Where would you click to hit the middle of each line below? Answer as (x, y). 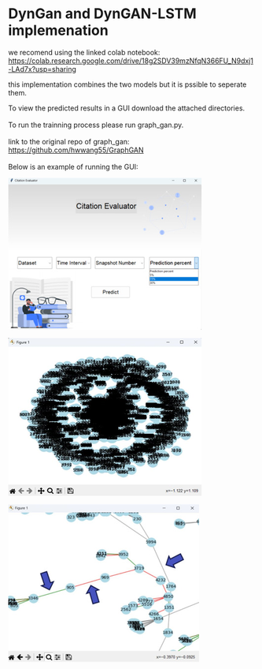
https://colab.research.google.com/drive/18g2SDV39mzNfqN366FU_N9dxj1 (131, 61)
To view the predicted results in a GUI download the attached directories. (127, 108)
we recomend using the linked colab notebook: (84, 52)
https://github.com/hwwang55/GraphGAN (76, 150)
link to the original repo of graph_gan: (69, 141)
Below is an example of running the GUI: (74, 166)
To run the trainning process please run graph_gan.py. (96, 125)
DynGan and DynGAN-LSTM (102, 14)
